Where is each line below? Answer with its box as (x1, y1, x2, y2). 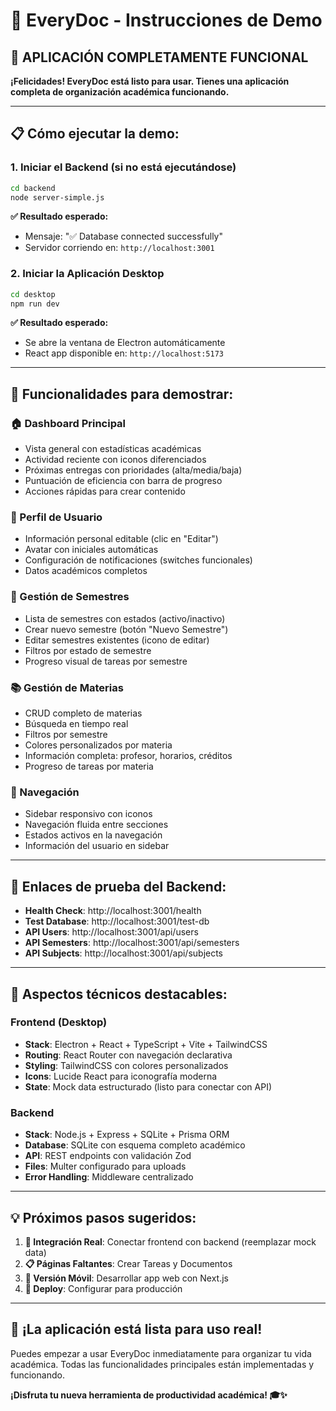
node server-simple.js (10, 192, 105, 203)
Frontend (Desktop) (10, 1015, 108, 1029)
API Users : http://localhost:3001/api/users (24, 926, 199, 938)
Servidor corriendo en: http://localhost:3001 (24, 242, 215, 254)
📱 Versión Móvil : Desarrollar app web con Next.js (24, 1272, 229, 1284)
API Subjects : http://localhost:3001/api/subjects (24, 947, 224, 959)
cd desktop (10, 289, 56, 299)
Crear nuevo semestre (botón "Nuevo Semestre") (24, 623, 229, 635)
